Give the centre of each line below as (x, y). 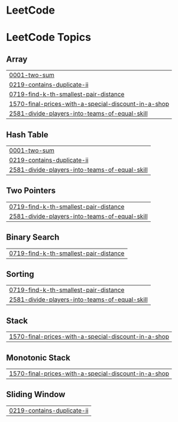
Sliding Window (36, 394)
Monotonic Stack (38, 358)
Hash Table (27, 135)
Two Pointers (31, 191)
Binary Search (33, 237)
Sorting (20, 274)
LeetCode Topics (49, 38)
